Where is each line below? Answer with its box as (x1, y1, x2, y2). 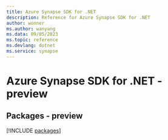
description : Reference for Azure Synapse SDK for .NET (6, 14, 150, 21)
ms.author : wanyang (6, 25, 56, 32)
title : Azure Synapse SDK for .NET (6, 8, 96, 15)
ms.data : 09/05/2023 (6, 31, 59, 37)
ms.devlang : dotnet (6, 43, 56, 49)
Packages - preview (6, 111, 83, 121)
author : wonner (6, 20, 45, 26)
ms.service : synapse (6, 48, 59, 54)
